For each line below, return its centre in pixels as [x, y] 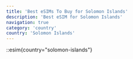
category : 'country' [32, 28]
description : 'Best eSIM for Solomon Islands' [64, 17]
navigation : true [27, 22]
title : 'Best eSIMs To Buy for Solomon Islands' [67, 11]
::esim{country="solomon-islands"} [49, 50]
